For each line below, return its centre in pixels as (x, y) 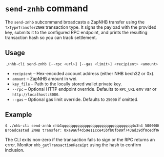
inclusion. (15, 150)
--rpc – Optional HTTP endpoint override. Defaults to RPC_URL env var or (84, 89)
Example (19, 115)
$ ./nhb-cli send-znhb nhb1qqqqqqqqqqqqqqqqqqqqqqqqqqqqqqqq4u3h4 (74, 126)
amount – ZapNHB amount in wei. (45, 78)
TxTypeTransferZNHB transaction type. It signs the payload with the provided (81, 27)
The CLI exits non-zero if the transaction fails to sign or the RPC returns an (80, 140)
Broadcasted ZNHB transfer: (34, 130)
